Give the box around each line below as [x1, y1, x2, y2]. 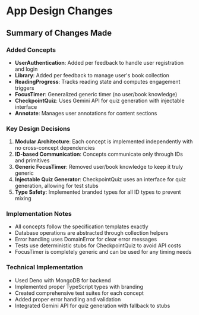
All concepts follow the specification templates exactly [14, 223, 149, 230]
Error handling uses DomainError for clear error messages [14, 236, 157, 243]
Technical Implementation [6, 263, 83, 272]
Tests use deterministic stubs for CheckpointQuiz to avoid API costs [14, 242, 181, 249]
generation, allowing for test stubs [14, 182, 99, 190]
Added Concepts [6, 46, 56, 54]
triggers [14, 84, 34, 92]
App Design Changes [6, 4, 113, 18]
